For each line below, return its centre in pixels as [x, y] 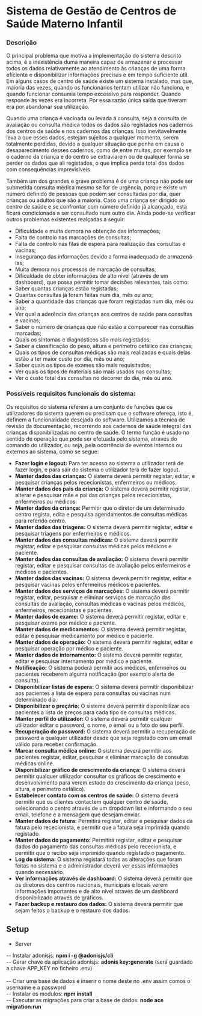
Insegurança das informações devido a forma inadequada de [90, 257]
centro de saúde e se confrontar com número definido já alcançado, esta [97, 207]
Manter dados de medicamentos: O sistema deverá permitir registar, [101, 629]
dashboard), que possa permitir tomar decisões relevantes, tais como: [102, 282]
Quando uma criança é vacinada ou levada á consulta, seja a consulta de [97, 118]
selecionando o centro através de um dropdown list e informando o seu [103, 808]
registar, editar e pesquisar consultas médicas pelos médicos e [93, 546]
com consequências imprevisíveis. [49, 170]
